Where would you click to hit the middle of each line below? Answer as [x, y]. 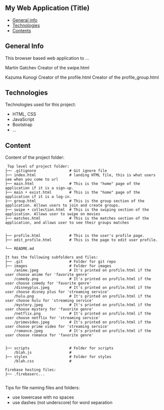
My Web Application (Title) [47, 8]
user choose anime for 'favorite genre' [47, 275]
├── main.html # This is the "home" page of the [73, 184]
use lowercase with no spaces [43, 397]
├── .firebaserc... [25, 374]
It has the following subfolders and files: [52, 257]
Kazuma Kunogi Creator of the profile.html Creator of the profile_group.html [82, 77]
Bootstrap [22, 125]
